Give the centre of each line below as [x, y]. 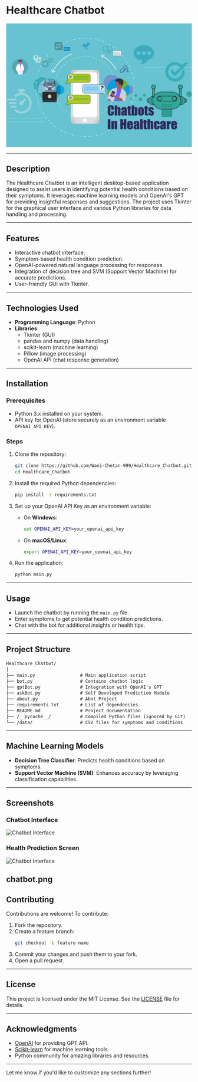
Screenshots [30, 803]
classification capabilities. [46, 779]
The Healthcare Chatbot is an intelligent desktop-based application [88, 183]
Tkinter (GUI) [39, 335]
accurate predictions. [40, 278]
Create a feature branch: [44, 931]
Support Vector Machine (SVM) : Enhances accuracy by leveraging [96, 772]
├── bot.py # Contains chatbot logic [75, 681]
